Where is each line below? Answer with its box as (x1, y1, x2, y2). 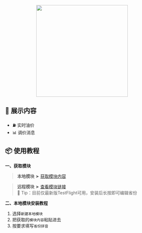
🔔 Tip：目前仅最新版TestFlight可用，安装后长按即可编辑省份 (17, 189, 138, 195)
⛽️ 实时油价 (12, 122, 35, 128)
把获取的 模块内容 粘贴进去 (12, 216, 61, 222)
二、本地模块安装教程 (5, 200, 48, 206)
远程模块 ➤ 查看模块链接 (17, 184, 66, 189)
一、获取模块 (5, 163, 31, 168)
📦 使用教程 (5, 147, 40, 155)
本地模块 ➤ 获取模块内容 (17, 173, 66, 179)
